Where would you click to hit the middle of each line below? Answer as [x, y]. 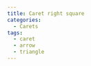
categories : [24, 20]
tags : [15, 33]
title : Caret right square [46, 13]
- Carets [26, 26]
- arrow [24, 45]
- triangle [29, 52]
